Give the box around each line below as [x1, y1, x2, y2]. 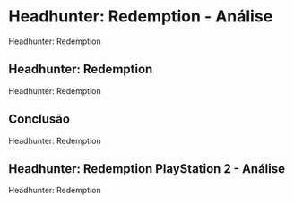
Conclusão [8, 112, 71, 127]
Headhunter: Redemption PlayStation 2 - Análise [8, 161, 286, 176]
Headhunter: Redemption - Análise [8, 6, 273, 27]
